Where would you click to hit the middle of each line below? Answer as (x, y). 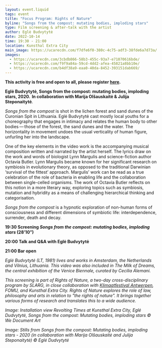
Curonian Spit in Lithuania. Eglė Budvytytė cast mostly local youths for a (77, 116)
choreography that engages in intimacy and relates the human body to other (81, 121)
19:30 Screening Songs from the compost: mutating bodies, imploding (77, 227)
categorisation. (20, 198)
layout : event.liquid (27, 9)
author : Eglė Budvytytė (29, 32)
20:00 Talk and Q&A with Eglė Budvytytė (47, 241)
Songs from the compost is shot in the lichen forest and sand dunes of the (79, 111)
